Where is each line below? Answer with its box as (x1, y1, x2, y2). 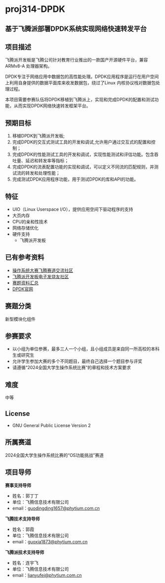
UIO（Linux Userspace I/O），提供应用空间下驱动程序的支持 (12, 206, 133, 212)
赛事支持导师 (5, 482, 31, 488)
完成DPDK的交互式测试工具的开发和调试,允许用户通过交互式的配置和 (12, 139, 152, 145)
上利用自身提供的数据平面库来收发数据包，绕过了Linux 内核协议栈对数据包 (5, 80, 156, 86)
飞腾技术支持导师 (5, 516, 40, 521)
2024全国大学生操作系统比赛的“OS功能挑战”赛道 (5, 452, 104, 458)
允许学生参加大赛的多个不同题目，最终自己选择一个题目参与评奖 (12, 358, 142, 364)
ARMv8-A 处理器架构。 (5, 63, 52, 69)
